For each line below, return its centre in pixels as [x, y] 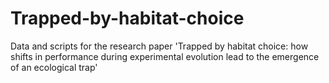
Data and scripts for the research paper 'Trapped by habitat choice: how [159, 46]
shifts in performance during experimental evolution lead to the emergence [165, 56]
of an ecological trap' [54, 67]
